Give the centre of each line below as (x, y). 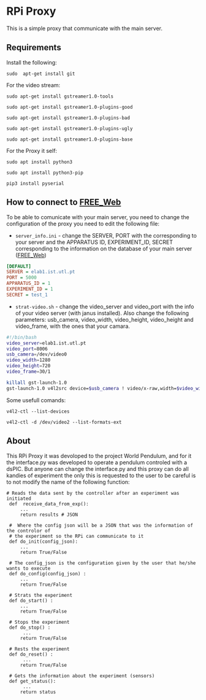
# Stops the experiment (39, 622)
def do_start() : (31, 601)
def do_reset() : (31, 654)
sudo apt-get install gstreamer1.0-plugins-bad (68, 118)
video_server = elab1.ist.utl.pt (46, 343)
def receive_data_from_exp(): (49, 504)
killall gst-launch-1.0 (37, 383)
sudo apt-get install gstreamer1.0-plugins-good (70, 107)
